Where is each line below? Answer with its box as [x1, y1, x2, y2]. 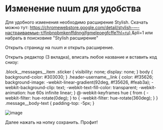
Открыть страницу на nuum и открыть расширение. [5, 44, 114, 50]
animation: [5, 90, 27, 96]
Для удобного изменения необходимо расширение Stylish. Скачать [5, 19, 149, 25]
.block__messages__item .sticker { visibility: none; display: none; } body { [5, 68, 154, 74]
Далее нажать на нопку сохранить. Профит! [5, 119, 98, 125]
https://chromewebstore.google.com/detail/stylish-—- [30, 24, 140, 30]
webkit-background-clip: [5, 84, 56, 90]
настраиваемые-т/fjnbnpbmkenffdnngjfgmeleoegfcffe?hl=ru [5, 30, 130, 35]
